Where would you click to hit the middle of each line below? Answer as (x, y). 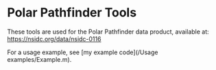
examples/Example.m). (39, 59)
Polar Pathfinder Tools (72, 13)
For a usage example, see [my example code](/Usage (83, 52)
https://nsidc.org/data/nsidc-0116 (54, 38)
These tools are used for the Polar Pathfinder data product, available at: (108, 32)
